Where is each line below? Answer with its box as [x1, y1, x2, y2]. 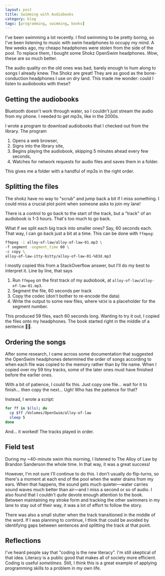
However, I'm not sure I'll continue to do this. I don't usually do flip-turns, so [5, 470, 159, 476]
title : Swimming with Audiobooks [5, 12, 74, 17]
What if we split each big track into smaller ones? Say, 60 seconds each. [5, 225, 153, 231]
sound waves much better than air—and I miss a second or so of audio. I [5, 486, 152, 492]
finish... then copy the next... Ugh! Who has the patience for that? [5, 387, 138, 393]
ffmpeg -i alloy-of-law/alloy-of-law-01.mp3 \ [5, 240, 102, 245]
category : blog [5, 16, 36, 21]
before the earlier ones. [5, 372, 53, 378]
